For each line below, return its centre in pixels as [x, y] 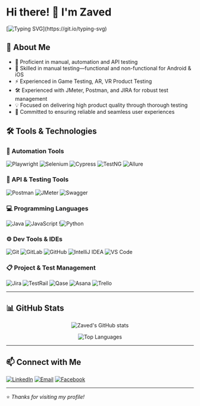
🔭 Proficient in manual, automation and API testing [76, 61]
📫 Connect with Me [44, 362]
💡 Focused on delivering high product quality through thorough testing [101, 105]
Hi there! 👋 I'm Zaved [59, 12]
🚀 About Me [28, 47]
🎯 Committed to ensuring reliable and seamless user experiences [95, 111]
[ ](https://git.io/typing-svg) [57, 29]
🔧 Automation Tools [35, 151]
